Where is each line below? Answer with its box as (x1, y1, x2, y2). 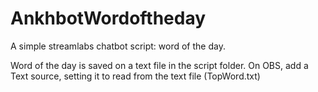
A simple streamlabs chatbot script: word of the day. (10, 40, 226, 52)
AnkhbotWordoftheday (10, 7, 207, 30)
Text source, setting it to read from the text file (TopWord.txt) (10, 70, 261, 82)
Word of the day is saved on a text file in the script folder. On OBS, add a (10, 59, 309, 71)
